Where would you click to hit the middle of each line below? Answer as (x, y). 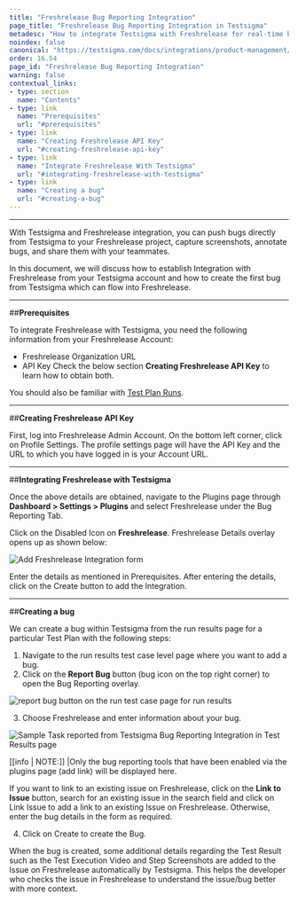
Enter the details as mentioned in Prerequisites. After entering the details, (143, 576)
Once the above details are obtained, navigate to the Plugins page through (145, 497)
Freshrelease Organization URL (79, 356)
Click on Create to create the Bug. (84, 834)
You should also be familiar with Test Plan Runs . (97, 392)
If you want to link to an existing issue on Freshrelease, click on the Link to (145, 788)
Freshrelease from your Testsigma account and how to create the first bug (145, 278)
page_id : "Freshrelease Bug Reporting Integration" (106, 67)
